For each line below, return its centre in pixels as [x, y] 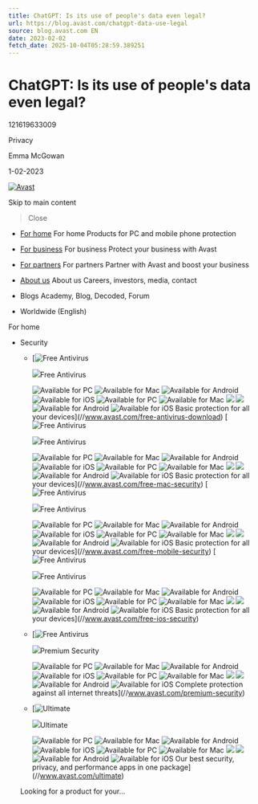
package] [175, 767]
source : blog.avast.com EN [53, 31]
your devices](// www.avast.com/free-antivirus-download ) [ [130, 417]
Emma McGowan [36, 156]
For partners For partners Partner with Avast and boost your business [135, 265]
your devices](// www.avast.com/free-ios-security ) [115, 618]
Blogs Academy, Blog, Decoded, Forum [85, 296]
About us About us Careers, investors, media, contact [108, 280]
